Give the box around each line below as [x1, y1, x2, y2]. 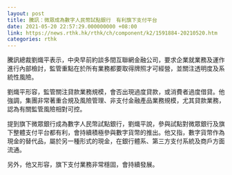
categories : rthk [7, 36, 57, 43]
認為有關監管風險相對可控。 [7, 105, 86, 113]
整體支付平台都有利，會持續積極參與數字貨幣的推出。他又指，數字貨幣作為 [12, 129, 225, 137]
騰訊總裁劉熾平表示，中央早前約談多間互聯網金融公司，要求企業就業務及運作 [7, 56, 225, 64]
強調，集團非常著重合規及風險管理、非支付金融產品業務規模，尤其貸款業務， [7, 96, 225, 104]
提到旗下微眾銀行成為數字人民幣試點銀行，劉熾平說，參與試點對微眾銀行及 [7, 120, 219, 128]
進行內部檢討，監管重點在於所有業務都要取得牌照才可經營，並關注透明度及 [7, 64, 219, 73]
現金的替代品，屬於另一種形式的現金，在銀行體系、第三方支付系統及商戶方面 [7, 137, 225, 145]
